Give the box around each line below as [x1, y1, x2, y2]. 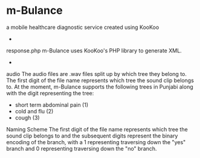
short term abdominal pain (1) [15, 101, 89, 109]
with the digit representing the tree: [6, 89, 94, 96]
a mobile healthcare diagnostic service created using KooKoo [6, 24, 160, 31]
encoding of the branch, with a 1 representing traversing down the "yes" [6, 138, 186, 145]
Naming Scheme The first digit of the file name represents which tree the [6, 125, 189, 133]
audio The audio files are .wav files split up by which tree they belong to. [6, 70, 187, 77]
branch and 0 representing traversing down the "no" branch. [6, 145, 157, 152]
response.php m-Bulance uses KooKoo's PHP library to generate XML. [6, 46, 182, 54]
